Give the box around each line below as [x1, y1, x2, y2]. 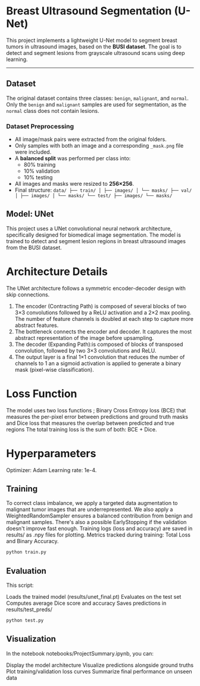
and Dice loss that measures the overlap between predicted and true [6, 419, 174, 427]
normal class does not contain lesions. [6, 107, 99, 114]
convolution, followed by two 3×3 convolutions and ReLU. [14, 347, 157, 354]
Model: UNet [6, 209, 54, 219]
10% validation [23, 167, 60, 174]
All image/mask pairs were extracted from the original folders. [14, 136, 167, 143]
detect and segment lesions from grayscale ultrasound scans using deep [6, 49, 185, 56]
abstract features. [14, 321, 59, 329]
